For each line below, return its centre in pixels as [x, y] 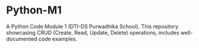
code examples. [58, 39]
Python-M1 [34, 10]
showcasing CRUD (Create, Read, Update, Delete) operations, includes [93, 32]
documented [22, 39]
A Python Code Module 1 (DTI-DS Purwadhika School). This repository [92, 26]
